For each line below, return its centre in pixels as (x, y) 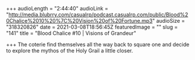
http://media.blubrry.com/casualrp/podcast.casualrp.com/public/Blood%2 (98, 15)
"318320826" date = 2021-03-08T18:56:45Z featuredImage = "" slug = (92, 27)
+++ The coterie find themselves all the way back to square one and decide (98, 44)
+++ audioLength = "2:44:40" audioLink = (57, 8)
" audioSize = (169, 21)
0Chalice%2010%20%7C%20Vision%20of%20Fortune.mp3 (79, 21)
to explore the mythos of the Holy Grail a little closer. (70, 51)
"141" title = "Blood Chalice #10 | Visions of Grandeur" (71, 33)
